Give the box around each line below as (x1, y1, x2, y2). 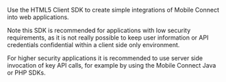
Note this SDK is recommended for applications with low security (7, 27, 191, 34)
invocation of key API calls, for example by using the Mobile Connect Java (7, 61, 216, 69)
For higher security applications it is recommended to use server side (7, 54, 203, 62)
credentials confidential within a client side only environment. (7, 41, 180, 49)
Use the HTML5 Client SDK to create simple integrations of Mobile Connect (7, 6, 219, 14)
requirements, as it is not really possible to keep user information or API (7, 33, 209, 42)
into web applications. (7, 13, 70, 21)
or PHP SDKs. (7, 68, 46, 77)
